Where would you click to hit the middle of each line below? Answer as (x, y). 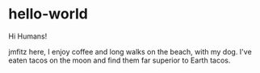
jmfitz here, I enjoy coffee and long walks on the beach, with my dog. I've (130, 51)
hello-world (48, 14)
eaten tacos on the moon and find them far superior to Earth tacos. (120, 60)
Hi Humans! (28, 36)
